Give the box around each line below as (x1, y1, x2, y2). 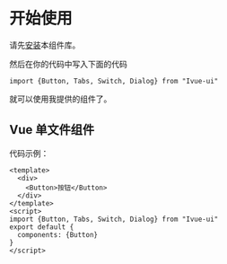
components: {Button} (17, 230, 99, 239)
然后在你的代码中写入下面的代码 (9, 58, 127, 69)
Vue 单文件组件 (9, 122, 95, 137)
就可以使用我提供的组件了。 (9, 93, 112, 104)
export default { (9, 222, 74, 232)
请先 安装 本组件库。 (9, 40, 81, 50)
